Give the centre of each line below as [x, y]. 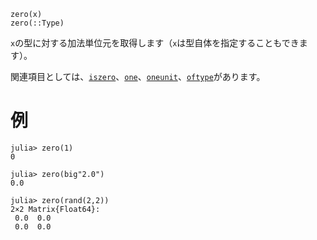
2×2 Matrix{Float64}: [55, 209]
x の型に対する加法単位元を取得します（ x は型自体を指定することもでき [155, 43]
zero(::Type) [37, 23]
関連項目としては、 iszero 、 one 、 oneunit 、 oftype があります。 [138, 76]
